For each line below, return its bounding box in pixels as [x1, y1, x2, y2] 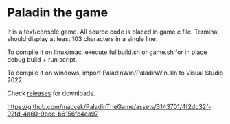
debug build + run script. [7, 55, 78, 63]
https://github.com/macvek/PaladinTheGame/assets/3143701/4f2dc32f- [7, 102, 211, 110]
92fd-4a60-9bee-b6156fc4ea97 [7, 110, 99, 118]
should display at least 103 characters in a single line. [7, 34, 158, 42]
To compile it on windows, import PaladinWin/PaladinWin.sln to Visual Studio [7, 69, 224, 77]
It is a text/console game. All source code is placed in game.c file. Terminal [7, 27, 219, 36]
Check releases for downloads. [7, 89, 95, 97]
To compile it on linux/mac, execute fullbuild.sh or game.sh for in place [7, 48, 207, 56]
